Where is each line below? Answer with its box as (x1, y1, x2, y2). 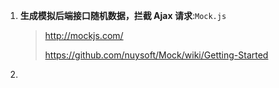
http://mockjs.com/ (44, 30, 124, 41)
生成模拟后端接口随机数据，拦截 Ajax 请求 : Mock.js (19, 10, 227, 21)
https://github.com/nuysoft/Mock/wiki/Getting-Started (44, 49, 269, 61)
